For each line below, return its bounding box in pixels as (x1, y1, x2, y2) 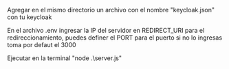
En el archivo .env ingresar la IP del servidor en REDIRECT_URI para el (7, 27, 205, 34)
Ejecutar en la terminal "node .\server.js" (7, 54, 122, 62)
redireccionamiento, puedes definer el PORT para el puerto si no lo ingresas (7, 33, 222, 42)
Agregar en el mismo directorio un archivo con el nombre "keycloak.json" (7, 6, 215, 14)
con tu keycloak (7, 13, 52, 21)
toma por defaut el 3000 (7, 41, 77, 49)
